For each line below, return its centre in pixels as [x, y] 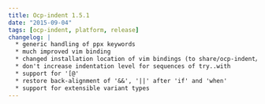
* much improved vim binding [63, 52]
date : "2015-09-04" [40, 23]
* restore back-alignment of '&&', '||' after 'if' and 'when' [121, 81]
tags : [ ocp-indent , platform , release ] [74, 30]
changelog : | [30, 37]
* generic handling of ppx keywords [75, 45]
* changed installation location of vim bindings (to [105, 59]
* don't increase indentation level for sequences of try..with [123, 66]
